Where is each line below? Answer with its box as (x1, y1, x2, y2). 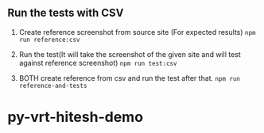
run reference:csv (18, 36, 80, 44)
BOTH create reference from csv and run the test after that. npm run (18, 73, 240, 82)
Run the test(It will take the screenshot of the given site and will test (18, 49, 242, 59)
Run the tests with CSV (7, 6, 124, 20)
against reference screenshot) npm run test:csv (18, 58, 177, 67)
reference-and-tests (18, 82, 87, 89)
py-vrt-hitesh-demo (7, 108, 144, 126)
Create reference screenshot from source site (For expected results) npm (18, 27, 256, 36)
